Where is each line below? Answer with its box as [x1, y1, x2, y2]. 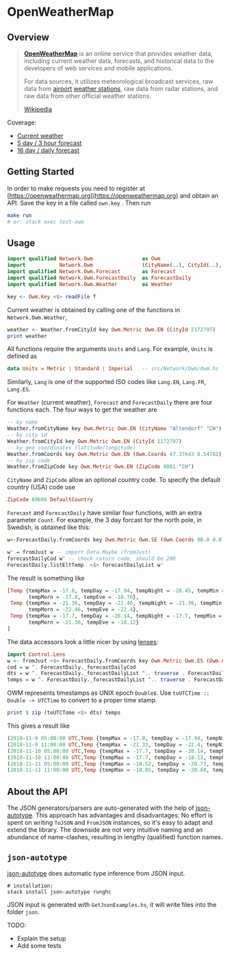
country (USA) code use [7, 483, 75, 492]
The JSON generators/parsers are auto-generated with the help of [7, 804, 194, 812]
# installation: [7, 882, 53, 889]
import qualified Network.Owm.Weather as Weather [7, 281, 173, 288]
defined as [7, 352, 38, 360]
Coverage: [7, 118, 37, 127]
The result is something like [7, 574, 85, 582]
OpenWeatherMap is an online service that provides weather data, [23, 49, 214, 58]
